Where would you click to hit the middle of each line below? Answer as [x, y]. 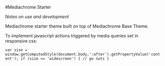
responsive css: [21, 41]
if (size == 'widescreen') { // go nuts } [65, 59]
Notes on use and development [37, 16]
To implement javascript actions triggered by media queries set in [72, 36]
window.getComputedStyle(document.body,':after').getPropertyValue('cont [83, 54]
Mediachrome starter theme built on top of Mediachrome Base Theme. [77, 26]
